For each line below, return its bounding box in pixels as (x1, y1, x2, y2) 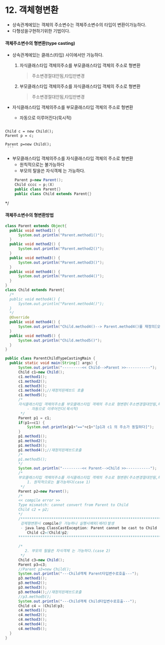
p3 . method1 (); (18, 576, 48, 581)
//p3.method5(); (18, 594, 52, 599)
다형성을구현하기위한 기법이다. (12, 28, 71, 34)
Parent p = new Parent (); (14, 178, 63, 183)
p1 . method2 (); (18, 439, 48, 443)
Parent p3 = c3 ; (18, 562, 48, 567)
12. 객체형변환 (5, 4, 59, 16)
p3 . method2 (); (18, 580, 48, 585)
